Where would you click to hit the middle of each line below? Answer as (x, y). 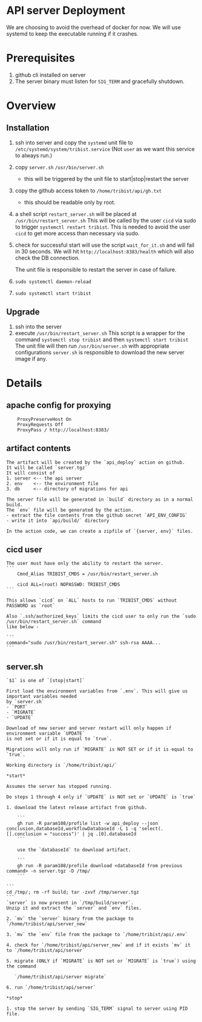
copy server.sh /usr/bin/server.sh (59, 167)
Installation (28, 128)
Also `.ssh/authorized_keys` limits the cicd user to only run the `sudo (101, 617)
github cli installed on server (50, 75)
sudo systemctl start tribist (53, 293)
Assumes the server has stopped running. (59, 787)
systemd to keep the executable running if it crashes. (73, 33)
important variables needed (42, 697)
